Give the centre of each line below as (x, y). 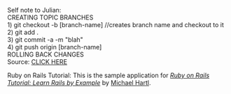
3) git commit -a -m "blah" (45, 40)
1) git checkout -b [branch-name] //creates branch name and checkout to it (115, 25)
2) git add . (23, 32)
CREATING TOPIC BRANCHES (50, 17)
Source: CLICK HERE (37, 62)
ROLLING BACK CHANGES (45, 54)
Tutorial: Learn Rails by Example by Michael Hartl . (79, 83)
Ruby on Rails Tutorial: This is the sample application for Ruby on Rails (108, 75)
